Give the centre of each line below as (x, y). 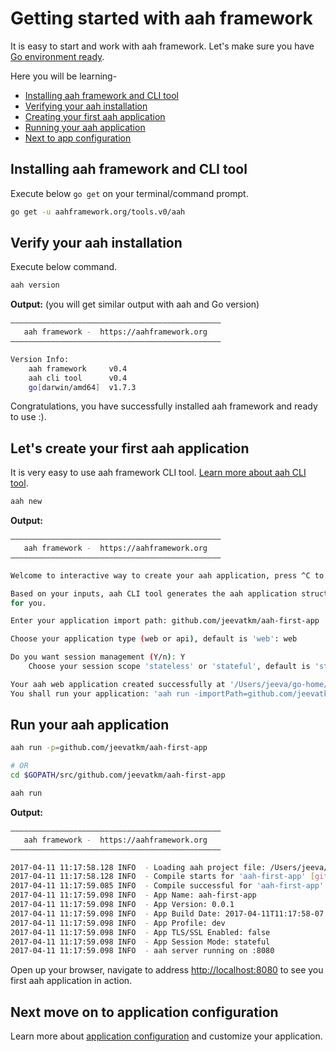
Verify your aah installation (96, 243)
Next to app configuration (78, 138)
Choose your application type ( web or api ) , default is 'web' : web (154, 639)
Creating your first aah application (95, 116)
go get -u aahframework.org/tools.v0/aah (98, 212)
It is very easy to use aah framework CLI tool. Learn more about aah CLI (158, 473)
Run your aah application (90, 725)
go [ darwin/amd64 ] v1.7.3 (82, 387)
